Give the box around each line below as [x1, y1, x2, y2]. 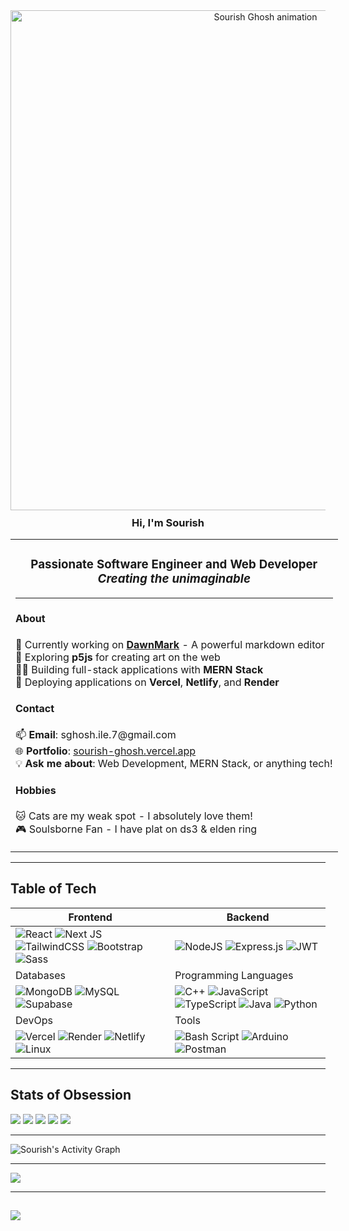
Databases [15, 968, 66, 982]
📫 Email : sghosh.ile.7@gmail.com [15, 728, 177, 742]
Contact [15, 701, 55, 715]
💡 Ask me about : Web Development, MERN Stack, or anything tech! [15, 757, 333, 771]
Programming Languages [174, 968, 294, 982]
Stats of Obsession [10, 1087, 132, 1104]
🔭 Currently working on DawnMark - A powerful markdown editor [15, 637, 325, 651]
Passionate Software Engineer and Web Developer [30, 557, 318, 573]
